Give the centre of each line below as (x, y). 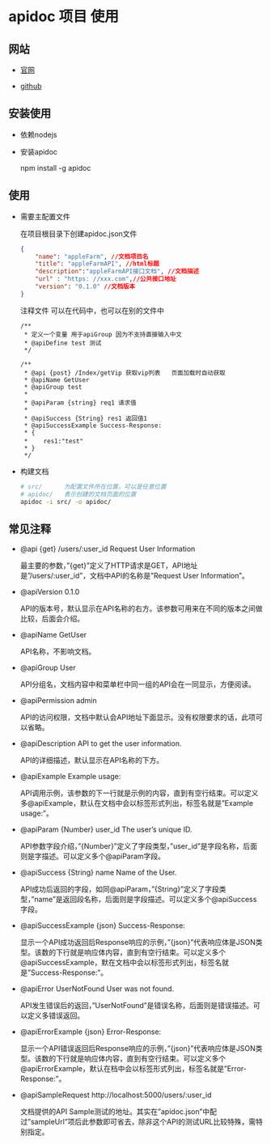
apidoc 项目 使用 (64, 17)
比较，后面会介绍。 (52, 619)
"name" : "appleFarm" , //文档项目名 (92, 256)
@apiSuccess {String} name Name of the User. (98, 873)
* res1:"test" (53, 441)
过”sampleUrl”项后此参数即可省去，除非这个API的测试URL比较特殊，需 (138, 1122)
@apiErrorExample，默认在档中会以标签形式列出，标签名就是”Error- (133, 1069)
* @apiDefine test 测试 (63, 343)
